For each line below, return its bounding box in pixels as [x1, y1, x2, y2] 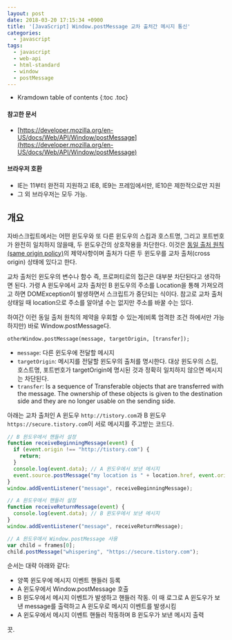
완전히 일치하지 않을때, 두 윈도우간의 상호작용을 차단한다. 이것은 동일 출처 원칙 [14, 240, 224, 249]
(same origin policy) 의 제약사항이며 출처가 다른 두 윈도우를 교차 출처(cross [7, 249, 211, 257]
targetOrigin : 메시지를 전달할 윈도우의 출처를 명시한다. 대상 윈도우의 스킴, [17, 357, 219, 365]
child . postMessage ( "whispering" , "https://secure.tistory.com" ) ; [7, 548, 199, 555]
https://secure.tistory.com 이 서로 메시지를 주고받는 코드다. [7, 420, 175, 428]
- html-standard [13, 62, 60, 68]
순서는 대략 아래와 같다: [7, 561, 70, 570]
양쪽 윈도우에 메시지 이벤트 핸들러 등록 [17, 576, 121, 585]
